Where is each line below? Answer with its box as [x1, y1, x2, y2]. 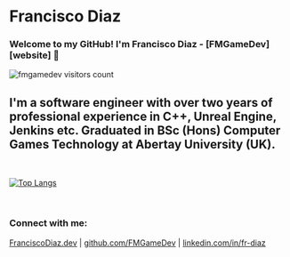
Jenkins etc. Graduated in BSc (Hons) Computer [9, 123, 281, 138]
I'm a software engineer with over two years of [9, 95, 273, 110]
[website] [9, 49, 52, 61]
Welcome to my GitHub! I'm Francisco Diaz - [9, 38, 205, 51]
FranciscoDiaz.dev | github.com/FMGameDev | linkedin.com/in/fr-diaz [9, 237, 267, 248]
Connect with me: [9, 217, 88, 229]
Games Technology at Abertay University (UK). [9, 136, 276, 152]
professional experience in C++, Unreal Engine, [9, 108, 278, 124]
